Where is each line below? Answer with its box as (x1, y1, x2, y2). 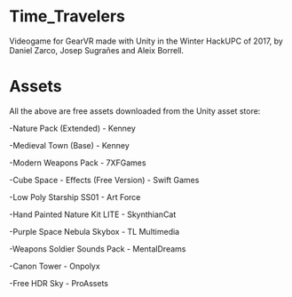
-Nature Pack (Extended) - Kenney (9, 123, 136, 133)
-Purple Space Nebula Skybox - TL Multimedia (9, 226, 180, 237)
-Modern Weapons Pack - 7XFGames (9, 157, 146, 168)
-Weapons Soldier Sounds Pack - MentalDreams (9, 243, 186, 254)
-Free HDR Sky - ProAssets (9, 277, 109, 288)
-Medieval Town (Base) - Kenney (9, 140, 130, 150)
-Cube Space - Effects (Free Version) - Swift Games (9, 174, 200, 185)
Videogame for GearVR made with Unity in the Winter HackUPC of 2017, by (9, 36, 284, 46)
